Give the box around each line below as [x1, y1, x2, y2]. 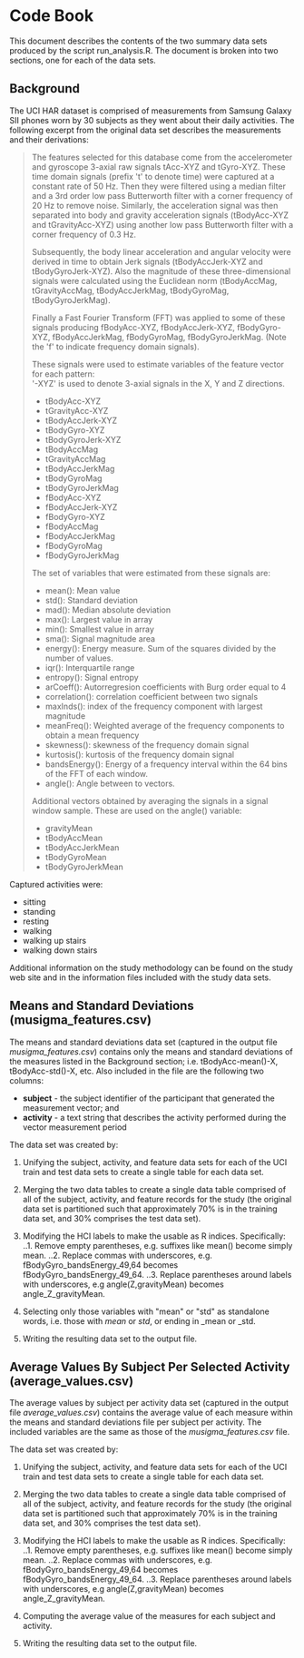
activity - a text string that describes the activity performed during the [22, 1112, 287, 1123]
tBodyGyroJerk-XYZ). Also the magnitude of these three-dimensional [31, 265, 291, 277]
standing [22, 906, 56, 917]
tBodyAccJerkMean [44, 841, 120, 853]
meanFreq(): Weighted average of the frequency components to [44, 720, 285, 731]
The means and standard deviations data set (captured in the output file [9, 1036, 279, 1047]
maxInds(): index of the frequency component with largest [44, 701, 263, 711]
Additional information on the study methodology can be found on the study [9, 962, 293, 973]
